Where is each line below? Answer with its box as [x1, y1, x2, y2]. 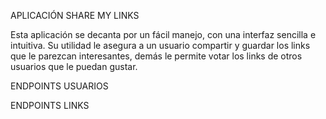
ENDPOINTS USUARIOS [10, 80, 109, 92]
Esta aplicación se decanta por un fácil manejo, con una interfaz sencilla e [10, 29, 317, 40]
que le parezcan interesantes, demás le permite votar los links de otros [10, 50, 303, 62]
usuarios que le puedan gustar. [10, 61, 138, 72]
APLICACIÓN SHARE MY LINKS [10, 10, 140, 21]
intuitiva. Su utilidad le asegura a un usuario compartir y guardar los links [10, 40, 311, 51]
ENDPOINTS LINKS [10, 100, 90, 111]
